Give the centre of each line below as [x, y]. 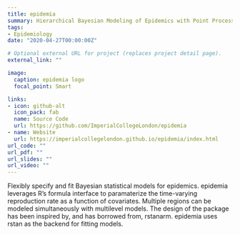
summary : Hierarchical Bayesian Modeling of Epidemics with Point [108, 21]
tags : [15, 27]
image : [17, 73]
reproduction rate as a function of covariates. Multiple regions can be [110, 201]
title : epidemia [31, 14]
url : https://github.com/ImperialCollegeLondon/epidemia [100, 126]
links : [17, 99]
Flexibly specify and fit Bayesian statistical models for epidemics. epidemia [118, 186]
